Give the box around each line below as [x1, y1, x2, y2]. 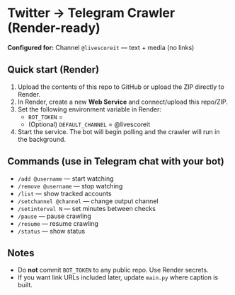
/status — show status [17, 227, 86, 235]
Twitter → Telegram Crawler [7, 5, 176, 21]
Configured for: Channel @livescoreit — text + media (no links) [7, 43, 195, 52]
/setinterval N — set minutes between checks [17, 204, 156, 212]
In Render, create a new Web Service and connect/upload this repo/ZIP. [17, 97, 229, 106]
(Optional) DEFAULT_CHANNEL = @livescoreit [28, 120, 151, 128]
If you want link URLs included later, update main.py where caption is [17, 273, 218, 282]
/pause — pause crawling [17, 212, 92, 220]
